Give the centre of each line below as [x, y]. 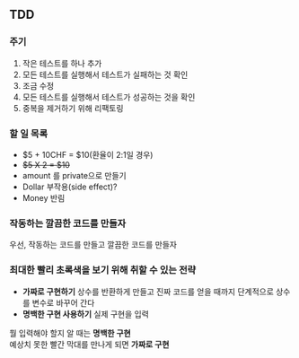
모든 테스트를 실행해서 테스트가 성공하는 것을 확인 [109, 97]
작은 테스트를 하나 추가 [62, 63]
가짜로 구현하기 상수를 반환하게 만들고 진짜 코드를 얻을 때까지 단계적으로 [148, 292]
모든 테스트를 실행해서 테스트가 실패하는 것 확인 [105, 74]
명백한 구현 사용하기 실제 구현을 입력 [86, 314]
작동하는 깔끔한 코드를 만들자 [68, 223]
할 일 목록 [28, 134]
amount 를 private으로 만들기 [75, 175]
